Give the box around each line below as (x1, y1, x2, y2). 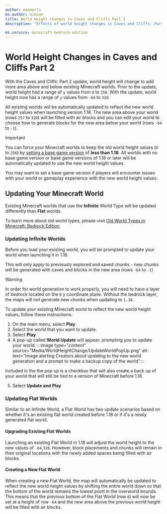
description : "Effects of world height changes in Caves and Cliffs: (5, 21, 153, 26)
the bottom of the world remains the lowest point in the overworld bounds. (5, 488, 158, 494)
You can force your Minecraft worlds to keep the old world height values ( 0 (5, 145, 158, 151)
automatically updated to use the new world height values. (5, 160, 125, 167)
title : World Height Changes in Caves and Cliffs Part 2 (5, 16, 126, 21)
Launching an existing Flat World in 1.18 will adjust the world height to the (5, 439, 155, 445)
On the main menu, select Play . (12, 321, 77, 327)
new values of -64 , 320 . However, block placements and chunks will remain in (5, 444, 162, 450)
